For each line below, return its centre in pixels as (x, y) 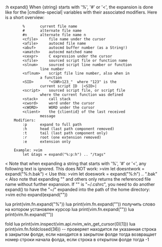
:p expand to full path (52, 124)
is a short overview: (25, 17)
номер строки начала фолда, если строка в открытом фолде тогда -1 (77, 239)
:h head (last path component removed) (69, 129)
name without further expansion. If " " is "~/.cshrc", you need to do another (80, 184)
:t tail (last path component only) (65, 133)
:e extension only (47, 142)
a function (51, 78)
